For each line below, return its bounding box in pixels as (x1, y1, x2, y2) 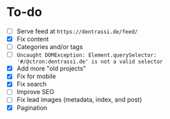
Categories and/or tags (16, 43, 83, 51)
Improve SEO (16, 88, 55, 96)
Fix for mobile (16, 72, 56, 80)
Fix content (16, 35, 49, 43)
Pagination (16, 103, 48, 111)
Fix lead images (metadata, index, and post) (16, 95, 143, 104)
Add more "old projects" (16, 64, 86, 73)
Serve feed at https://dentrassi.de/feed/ (16, 27, 138, 35)
